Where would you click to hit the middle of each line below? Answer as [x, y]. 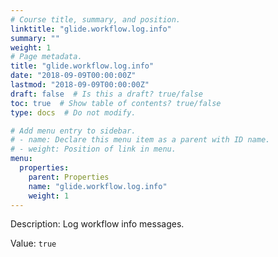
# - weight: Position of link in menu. [93, 149]
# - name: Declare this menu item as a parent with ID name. [140, 140]
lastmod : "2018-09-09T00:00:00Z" [80, 85]
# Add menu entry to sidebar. [73, 131]
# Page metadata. [46, 57]
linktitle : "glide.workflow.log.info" [91, 29]
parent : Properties [69, 177]
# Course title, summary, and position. [96, 19]
